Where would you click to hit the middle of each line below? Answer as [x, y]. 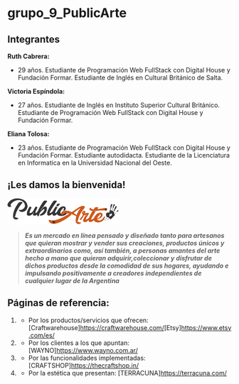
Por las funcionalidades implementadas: [87, 358]
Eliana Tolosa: [28, 134]
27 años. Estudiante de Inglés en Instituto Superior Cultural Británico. [119, 105]
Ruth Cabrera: [28, 56]
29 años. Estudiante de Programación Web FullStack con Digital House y [124, 70]
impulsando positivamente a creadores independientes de [113, 273]
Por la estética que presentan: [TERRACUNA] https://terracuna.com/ [128, 373]
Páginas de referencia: [59, 303]
